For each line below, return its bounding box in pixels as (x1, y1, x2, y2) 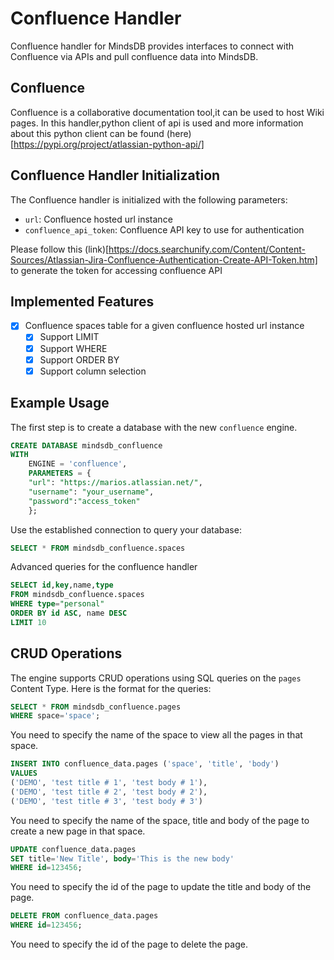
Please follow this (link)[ (10, 243, 110, 255)
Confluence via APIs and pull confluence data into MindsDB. (10, 50, 259, 62)
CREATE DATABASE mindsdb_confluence (10, 440, 163, 451)
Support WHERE (39, 342, 108, 354)
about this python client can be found (10, 127, 165, 139)
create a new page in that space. (10, 825, 146, 837)
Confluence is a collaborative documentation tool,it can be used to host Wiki (10, 106, 325, 118)
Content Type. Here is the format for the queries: (10, 682, 212, 694)
